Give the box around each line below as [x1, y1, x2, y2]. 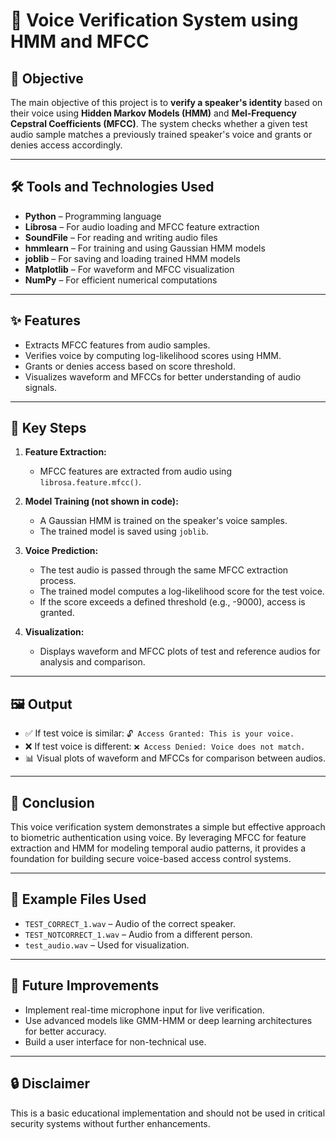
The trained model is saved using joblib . [39, 525, 209, 538]
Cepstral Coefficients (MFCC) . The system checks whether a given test [10, 118, 308, 129]
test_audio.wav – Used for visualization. [24, 939, 190, 951]
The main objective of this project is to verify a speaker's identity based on [10, 97, 323, 108]
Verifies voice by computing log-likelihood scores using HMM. [24, 349, 282, 361]
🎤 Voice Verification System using [10, 9, 299, 32]
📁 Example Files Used [10, 891, 147, 908]
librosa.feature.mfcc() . [39, 476, 142, 488]
